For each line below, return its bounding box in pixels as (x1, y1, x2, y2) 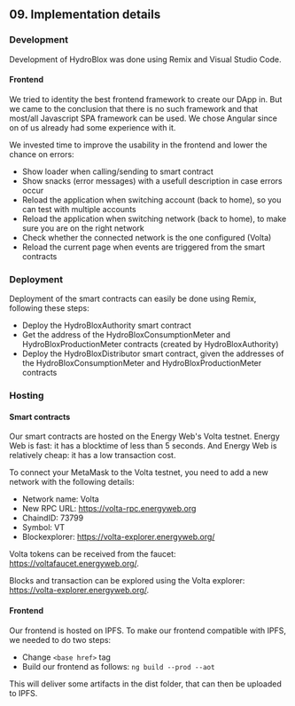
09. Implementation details (9, 7, 161, 22)
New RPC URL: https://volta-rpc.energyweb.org (21, 504, 197, 514)
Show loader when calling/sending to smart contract (21, 166, 214, 177)
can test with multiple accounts (21, 203, 136, 214)
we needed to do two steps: (9, 634, 112, 645)
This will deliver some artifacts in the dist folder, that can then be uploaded (9, 678, 282, 689)
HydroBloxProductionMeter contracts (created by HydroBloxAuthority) (21, 339, 279, 350)
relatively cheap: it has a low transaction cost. (9, 450, 176, 461)
